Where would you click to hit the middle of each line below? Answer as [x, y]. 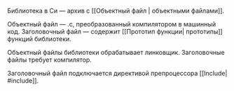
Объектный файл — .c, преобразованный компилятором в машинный [111, 24]
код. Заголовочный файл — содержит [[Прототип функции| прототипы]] [115, 32]
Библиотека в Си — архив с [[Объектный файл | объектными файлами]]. [116, 11]
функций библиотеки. [39, 39]
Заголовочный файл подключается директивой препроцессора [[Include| [117, 73]
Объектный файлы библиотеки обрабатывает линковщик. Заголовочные [116, 52]
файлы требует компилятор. [50, 60]
